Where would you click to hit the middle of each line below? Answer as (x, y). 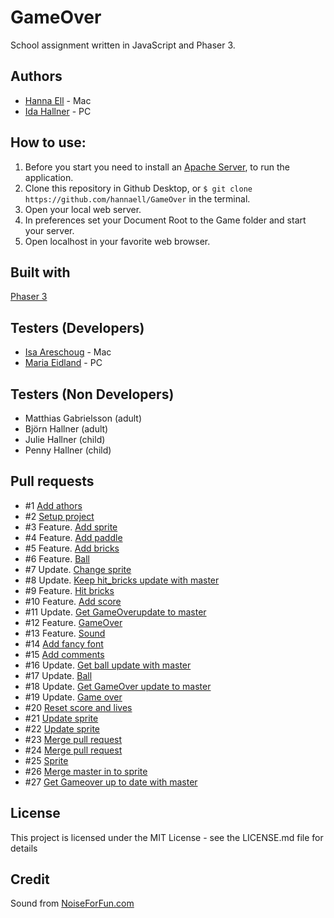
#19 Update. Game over (73, 697)
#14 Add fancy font (64, 643)
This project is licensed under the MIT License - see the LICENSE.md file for (167, 837)
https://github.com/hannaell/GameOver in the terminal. (137, 198)
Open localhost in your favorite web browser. (117, 241)
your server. (49, 230)
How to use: (48, 142)
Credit (30, 879)
